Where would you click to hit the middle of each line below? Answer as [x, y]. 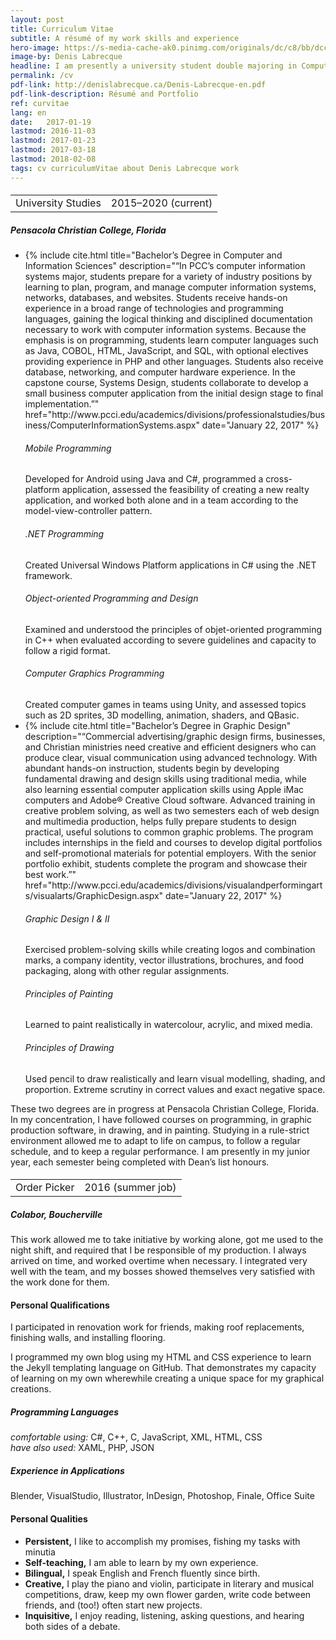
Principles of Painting [69, 993]
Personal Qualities [49, 1518]
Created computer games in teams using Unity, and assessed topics [165, 704]
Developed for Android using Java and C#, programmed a [144, 479]
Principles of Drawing [69, 1047]
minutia [40, 1552]
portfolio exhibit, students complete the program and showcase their [166, 864]
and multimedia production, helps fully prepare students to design [160, 821]
